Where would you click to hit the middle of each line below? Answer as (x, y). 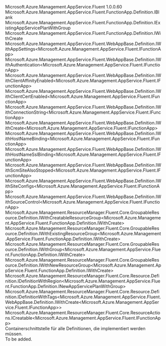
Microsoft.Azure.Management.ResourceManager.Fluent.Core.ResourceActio (83, 313)
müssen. (14, 334)
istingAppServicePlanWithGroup (38, 28)
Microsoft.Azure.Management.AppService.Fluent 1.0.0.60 (64, 7)
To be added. (19, 339)
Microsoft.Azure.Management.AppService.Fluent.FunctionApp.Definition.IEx (83, 23)
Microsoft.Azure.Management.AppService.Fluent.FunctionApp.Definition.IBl (82, 12)
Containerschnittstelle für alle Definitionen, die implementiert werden (75, 328)
